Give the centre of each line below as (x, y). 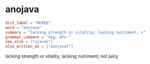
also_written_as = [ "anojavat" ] (39, 47)
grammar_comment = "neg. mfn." (38, 37)
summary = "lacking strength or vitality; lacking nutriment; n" (75, 32)
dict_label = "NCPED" (28, 23)
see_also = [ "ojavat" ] (29, 42)
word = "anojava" (23, 27)
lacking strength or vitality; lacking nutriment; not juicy (62, 56)
